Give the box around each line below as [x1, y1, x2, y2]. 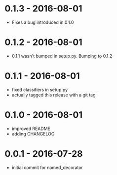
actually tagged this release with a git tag [11, 92, 96, 98]
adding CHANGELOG [11, 131, 55, 136]
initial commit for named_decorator [11, 164, 83, 171]
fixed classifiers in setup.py [11, 87, 68, 92]
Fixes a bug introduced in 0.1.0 [11, 19, 74, 25]
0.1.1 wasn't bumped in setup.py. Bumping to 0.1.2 [11, 53, 113, 59]
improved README [11, 126, 50, 131]
